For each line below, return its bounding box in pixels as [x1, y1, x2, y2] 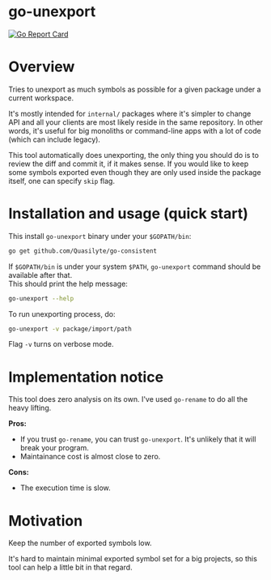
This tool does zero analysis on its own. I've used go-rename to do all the [8, 394, 248, 404]
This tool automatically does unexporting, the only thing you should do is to [8, 150, 259, 160]
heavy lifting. [8, 403, 52, 413]
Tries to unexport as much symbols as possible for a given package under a [8, 84, 261, 94]
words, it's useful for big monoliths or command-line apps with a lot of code [8, 126, 261, 135]
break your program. [19, 443, 89, 453]
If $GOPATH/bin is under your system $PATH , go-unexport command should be [8, 262, 261, 271]
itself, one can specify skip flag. [8, 176, 116, 186]
